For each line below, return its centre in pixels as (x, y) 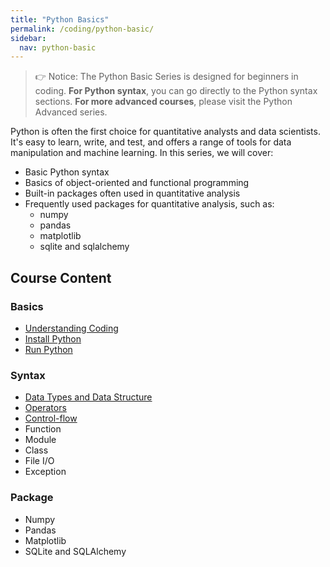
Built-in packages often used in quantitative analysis (132, 193)
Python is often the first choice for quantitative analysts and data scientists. (165, 132)
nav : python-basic (58, 47)
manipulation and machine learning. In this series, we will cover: (142, 153)
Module (40, 440)
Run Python (48, 349)
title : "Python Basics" (60, 19)
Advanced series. (71, 112)
